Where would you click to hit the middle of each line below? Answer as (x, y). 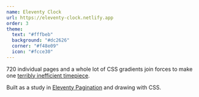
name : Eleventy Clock (34, 12)
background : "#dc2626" (41, 40)
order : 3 (17, 23)
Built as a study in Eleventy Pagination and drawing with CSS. (84, 87)
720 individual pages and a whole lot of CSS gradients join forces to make (99, 69)
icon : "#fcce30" (32, 52)
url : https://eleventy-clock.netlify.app (60, 18)
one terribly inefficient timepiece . (48, 75)
